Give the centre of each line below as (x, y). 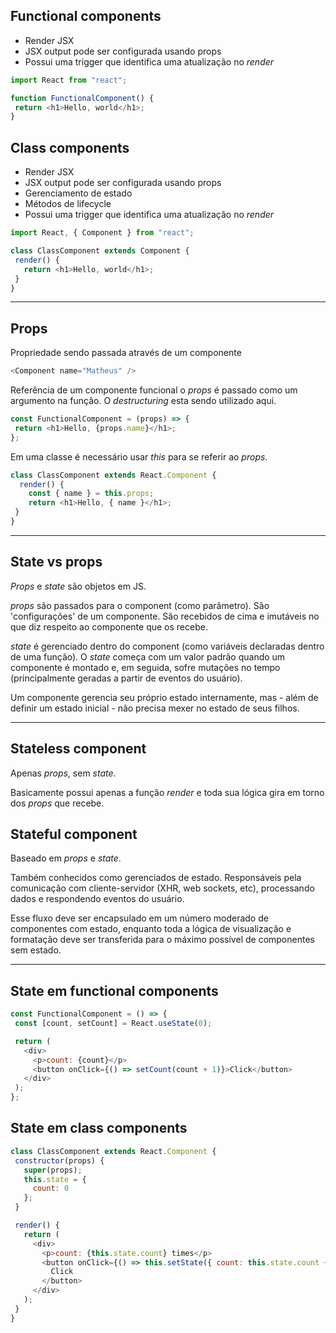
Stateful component (74, 834)
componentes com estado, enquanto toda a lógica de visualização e (151, 929)
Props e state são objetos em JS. (78, 586)
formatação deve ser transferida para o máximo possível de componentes (162, 940)
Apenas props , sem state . (63, 773)
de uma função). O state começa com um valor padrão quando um (148, 656)
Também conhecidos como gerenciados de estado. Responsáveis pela (156, 878)
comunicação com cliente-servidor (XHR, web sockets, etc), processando (162, 888)
